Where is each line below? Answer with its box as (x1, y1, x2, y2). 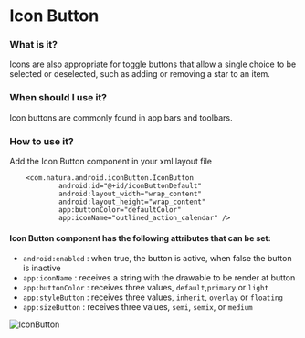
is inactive (22, 262, 61, 274)
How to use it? (9, 134, 75, 147)
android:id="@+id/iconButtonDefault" (58, 182, 203, 191)
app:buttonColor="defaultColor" (58, 206, 182, 215)
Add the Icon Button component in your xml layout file (9, 156, 213, 167)
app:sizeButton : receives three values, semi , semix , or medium (22, 301, 253, 312)
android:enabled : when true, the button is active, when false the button (22, 253, 292, 264)
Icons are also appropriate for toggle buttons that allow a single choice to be (9, 58, 297, 69)
